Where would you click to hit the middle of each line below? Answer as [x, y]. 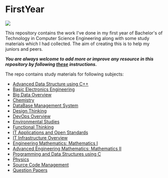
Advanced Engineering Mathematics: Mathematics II [67, 149]
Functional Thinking [33, 127]
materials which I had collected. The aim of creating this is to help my [77, 44]
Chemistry [23, 100]
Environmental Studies [36, 121]
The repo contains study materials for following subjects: [65, 74]
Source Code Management [41, 165]
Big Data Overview [32, 94]
